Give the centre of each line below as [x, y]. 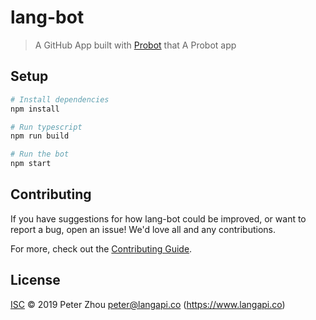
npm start [31, 164]
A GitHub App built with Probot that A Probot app [135, 45]
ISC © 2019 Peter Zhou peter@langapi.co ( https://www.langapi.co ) [148, 304]
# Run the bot [40, 154]
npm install [35, 109]
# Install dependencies [60, 99]
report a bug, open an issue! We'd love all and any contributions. [143, 229]
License [35, 280]
